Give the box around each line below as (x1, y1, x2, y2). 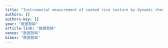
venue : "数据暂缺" (5, 30, 41, 35)
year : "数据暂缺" (5, 21, 38, 26)
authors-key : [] (5, 16, 39, 21)
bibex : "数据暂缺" (5, 35, 41, 40)
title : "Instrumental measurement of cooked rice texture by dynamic (5, 7, 153, 12)
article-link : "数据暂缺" (5, 26, 56, 31)
